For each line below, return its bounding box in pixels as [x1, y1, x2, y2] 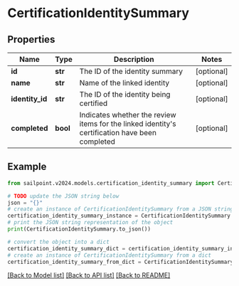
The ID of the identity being [79, 90, 171, 99]
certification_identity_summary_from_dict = [7, 258, 142, 265]
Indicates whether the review [79, 110, 176, 120]
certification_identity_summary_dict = [7, 245, 126, 252]
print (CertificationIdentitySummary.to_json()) [7, 226, 152, 233]
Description [113, 55, 154, 64]
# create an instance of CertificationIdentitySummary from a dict [7, 251, 212, 259]
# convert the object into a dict [7, 238, 110, 245]
